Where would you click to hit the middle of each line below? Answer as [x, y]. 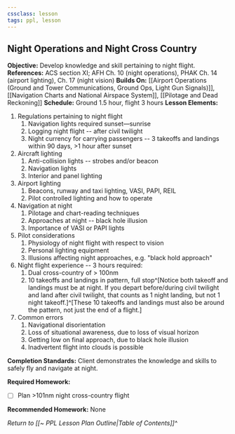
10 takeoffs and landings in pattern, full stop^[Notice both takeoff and [128, 280]
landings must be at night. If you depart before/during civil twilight [123, 287]
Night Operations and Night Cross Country [102, 49]
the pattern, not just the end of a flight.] [85, 310]
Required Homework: [39, 382]
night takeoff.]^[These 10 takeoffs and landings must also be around [126, 303]
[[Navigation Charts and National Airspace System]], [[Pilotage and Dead [113, 95]
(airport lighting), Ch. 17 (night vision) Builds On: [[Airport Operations [107, 81]
